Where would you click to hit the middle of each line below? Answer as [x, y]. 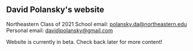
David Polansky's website [55, 10]
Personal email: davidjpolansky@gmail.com [60, 30]
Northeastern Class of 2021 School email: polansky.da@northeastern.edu [96, 24]
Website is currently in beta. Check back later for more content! [84, 42]
